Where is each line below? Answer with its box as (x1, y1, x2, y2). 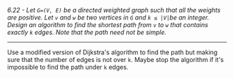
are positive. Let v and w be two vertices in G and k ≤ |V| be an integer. (7, 13, 210, 22)
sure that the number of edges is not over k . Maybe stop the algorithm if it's (7, 56, 224, 63)
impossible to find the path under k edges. (7, 63, 129, 71)
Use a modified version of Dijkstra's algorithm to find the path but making (7, 48, 218, 56)
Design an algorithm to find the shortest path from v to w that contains (7, 21, 209, 29)
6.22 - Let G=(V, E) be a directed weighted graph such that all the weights (7, 6, 221, 14)
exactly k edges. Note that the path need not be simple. (7, 28, 167, 36)
